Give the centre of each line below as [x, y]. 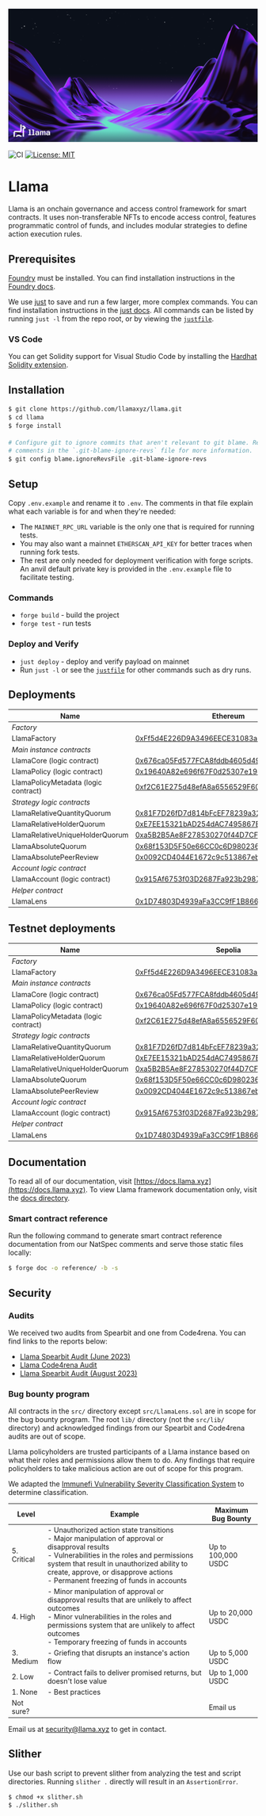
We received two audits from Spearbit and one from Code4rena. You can [127, 1332]
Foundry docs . [32, 286]
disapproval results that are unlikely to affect [120, 1600]
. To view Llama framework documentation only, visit [171, 1190]
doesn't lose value [77, 1680]
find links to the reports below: [58, 1341]
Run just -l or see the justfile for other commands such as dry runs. [135, 670]
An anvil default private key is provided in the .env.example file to [125, 569]
